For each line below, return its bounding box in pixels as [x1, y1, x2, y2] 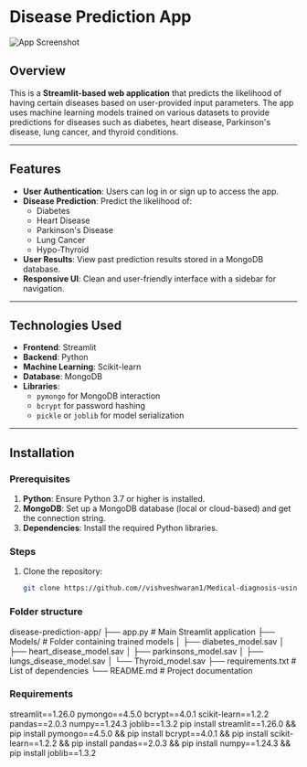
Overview [9, 63, 67, 79]
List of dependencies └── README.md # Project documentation [9, 665, 253, 676]
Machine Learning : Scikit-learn [22, 361, 142, 372]
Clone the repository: [22, 566, 103, 577]
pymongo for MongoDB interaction [36, 390, 161, 401]
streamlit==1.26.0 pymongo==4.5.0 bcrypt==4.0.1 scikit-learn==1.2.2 [9, 708, 270, 719]
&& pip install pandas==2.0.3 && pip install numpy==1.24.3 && [58, 738, 291, 749]
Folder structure [9, 605, 83, 618]
